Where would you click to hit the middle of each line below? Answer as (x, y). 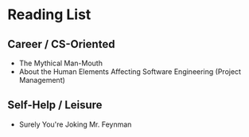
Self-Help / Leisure (55, 105)
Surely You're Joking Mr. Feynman (75, 124)
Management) (42, 80)
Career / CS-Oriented (61, 44)
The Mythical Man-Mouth (60, 63)
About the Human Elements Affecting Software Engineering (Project (130, 72)
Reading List (49, 15)
